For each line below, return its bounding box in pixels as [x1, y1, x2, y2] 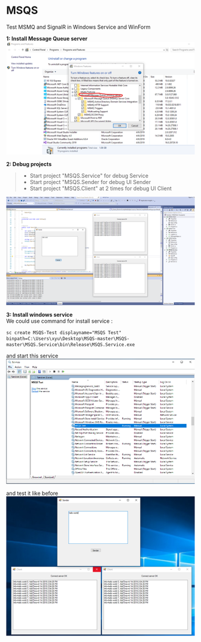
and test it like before [6, 490, 59, 497]
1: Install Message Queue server [6, 35, 88, 42]
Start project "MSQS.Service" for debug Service [29, 172, 148, 179]
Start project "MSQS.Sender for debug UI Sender [29, 179, 151, 186]
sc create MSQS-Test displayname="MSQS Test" [6, 329, 121, 335]
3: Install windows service [6, 311, 73, 318]
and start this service [6, 352, 59, 359]
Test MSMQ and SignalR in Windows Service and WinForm [6, 23, 151, 30]
